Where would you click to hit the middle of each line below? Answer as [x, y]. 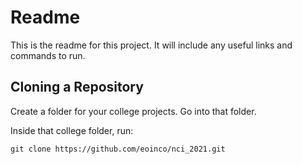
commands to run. [48, 55]
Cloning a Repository [77, 87]
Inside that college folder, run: [72, 130]
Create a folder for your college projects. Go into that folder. [133, 111]
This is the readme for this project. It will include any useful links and [151, 45]
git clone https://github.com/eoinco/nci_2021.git [118, 149]
